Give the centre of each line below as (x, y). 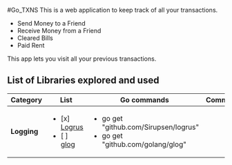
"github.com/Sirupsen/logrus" (151, 127)
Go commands (144, 99)
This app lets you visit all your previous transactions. (82, 59)
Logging (25, 131)
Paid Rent (31, 45)
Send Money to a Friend (51, 23)
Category (27, 99)
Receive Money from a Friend (59, 31)
